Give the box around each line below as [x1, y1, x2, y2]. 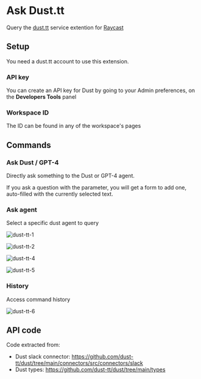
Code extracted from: [6, 341, 60, 349]
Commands [6, 140, 52, 150]
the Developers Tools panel [6, 93, 77, 101]
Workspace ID [6, 108, 49, 116]
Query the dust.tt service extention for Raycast [6, 24, 124, 31]
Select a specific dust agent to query [6, 219, 99, 227]
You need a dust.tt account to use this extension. [6, 57, 129, 65]
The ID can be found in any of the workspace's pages [6, 122, 141, 130]
